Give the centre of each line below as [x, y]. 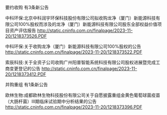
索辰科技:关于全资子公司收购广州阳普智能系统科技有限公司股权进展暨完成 [81, 62]
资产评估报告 [23, 30]
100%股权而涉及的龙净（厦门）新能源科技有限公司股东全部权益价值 [88, 24]
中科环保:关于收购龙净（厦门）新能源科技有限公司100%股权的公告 [73, 46]
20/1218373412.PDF [26, 74]
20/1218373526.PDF [26, 36]
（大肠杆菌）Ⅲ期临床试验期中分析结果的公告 [51, 101]
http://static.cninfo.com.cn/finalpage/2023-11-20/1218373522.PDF [74, 52]
